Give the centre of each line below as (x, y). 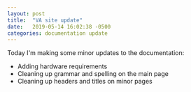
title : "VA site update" (45, 20)
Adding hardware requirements (62, 66)
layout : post (26, 14)
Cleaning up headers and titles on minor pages (85, 82)
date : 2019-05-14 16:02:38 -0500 (59, 26)
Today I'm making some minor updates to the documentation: (96, 53)
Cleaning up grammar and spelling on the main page (93, 74)
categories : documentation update (58, 33)
